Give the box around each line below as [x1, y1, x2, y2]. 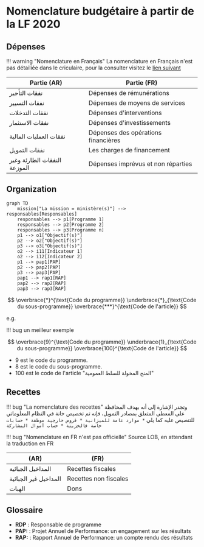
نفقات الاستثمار [9, 119, 49, 127]
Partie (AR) [29, 79, 63, 86]
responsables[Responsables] [6, 211, 78, 217]
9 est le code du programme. [15, 356, 88, 364]
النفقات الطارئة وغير [9, 156, 62, 164]
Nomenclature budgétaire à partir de [6, 4, 194, 18]
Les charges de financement [88, 146, 170, 154]
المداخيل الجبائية [9, 464, 52, 473]
